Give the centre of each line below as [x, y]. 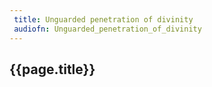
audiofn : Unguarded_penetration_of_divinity [107, 29]
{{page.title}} [52, 69]
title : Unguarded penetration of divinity [103, 19]
